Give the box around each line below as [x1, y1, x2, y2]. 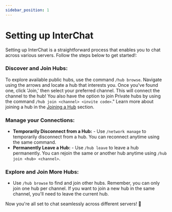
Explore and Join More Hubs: [5, 168, 79, 176]
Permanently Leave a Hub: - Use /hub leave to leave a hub [12, 145, 139, 151]
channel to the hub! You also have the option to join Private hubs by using [5, 93, 161, 99]
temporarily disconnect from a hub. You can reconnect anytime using [12, 134, 160, 140]
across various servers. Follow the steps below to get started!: [5, 52, 137, 58]
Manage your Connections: [5, 117, 75, 124]
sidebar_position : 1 [5, 7, 50, 13]
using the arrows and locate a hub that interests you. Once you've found [5, 82, 158, 88]
